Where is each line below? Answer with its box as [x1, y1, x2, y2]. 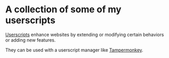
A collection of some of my [5, 4, 122, 15]
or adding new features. [5, 37, 56, 43]
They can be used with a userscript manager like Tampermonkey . [5, 47, 143, 53]
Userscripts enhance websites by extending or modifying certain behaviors [5, 31, 164, 37]
